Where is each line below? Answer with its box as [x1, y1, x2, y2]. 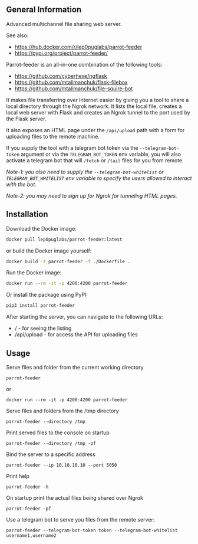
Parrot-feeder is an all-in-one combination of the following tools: [6, 61, 163, 68]
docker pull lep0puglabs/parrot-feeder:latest [6, 236, 123, 242]
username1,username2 [6, 532, 57, 539]
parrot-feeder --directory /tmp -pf [6, 440, 96, 446]
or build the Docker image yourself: [6, 247, 92, 254]
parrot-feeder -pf [6, 506, 51, 512]
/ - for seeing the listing [14, 325, 72, 332]
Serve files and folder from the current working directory [6, 363, 144, 371]
